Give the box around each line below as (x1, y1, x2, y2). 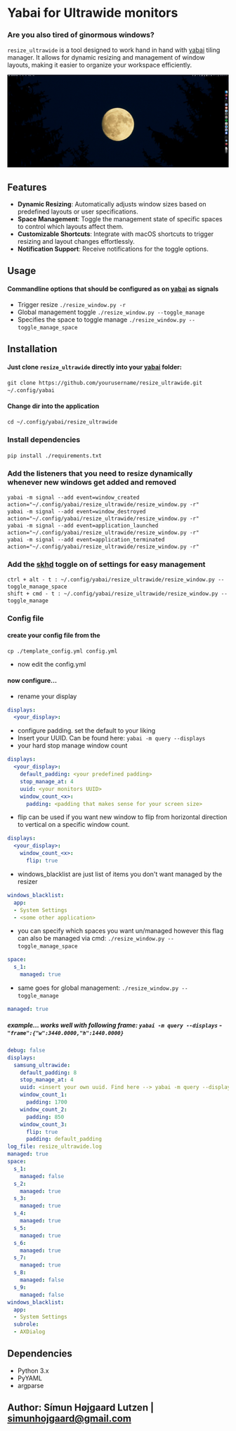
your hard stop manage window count (17, 741, 128, 750)
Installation (7, 343, 58, 355)
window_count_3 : (20, 1120, 68, 1128)
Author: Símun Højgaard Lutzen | (7, 1401, 155, 1413)
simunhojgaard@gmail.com (7, 1413, 132, 1425)
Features (7, 181, 47, 193)
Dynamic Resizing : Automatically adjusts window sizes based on (17, 200, 206, 208)
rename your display (17, 692, 77, 700)
